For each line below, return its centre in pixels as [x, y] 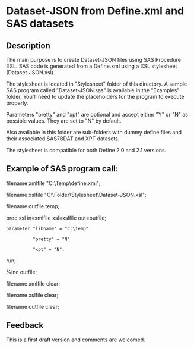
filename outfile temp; [33, 206]
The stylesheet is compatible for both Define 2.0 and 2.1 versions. [86, 150]
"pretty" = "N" [51, 239]
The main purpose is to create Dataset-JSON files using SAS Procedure [93, 60]
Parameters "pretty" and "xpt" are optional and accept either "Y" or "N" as [97, 115]
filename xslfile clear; [32, 295]
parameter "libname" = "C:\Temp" [47, 228]
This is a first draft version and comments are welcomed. [76, 340]
